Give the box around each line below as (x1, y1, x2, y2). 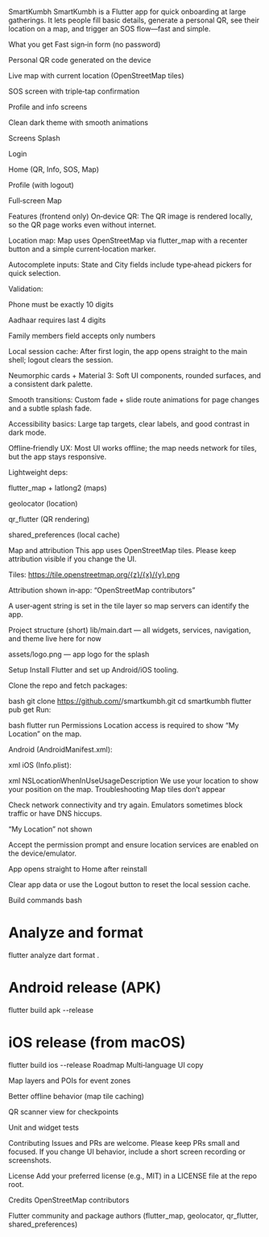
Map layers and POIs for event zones (8, 1076, 131, 1085)
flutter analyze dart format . (8, 950, 99, 960)
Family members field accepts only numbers (8, 331, 155, 340)
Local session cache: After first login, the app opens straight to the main (8, 347, 248, 356)
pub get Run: (8, 705, 52, 714)
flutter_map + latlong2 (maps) (8, 483, 107, 493)
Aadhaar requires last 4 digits (8, 315, 106, 325)
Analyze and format (8, 923, 143, 942)
